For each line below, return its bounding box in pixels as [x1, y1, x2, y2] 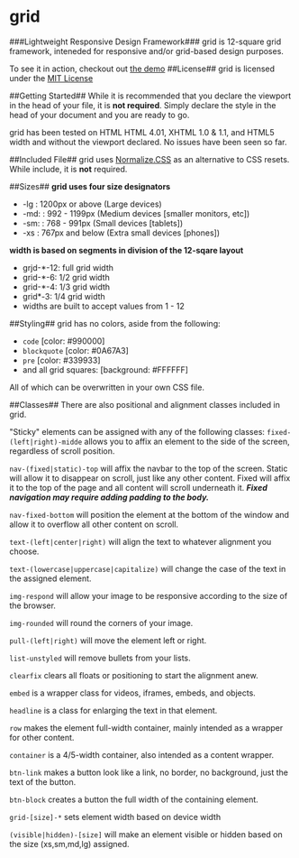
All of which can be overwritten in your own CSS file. [9, 382, 205, 392]
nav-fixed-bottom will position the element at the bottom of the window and [9, 509, 290, 520]
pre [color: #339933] [22, 355, 101, 365]
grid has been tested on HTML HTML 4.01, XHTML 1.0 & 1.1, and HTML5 [9, 126, 275, 137]
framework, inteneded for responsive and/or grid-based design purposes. [9, 45, 284, 56]
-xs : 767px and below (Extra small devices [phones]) [22, 227, 221, 238]
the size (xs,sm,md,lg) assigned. [9, 838, 130, 849]
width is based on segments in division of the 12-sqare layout [9, 244, 244, 255]
